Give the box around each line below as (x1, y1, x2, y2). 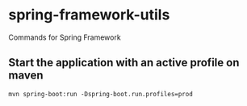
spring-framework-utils (8, 6, 170, 24)
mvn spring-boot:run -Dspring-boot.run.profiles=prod (8, 90, 194, 98)
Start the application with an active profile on (8, 56, 240, 70)
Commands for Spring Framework (8, 32, 121, 42)
